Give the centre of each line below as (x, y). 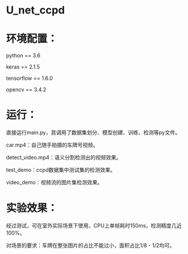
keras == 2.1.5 (23, 67)
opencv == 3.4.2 (26, 90)
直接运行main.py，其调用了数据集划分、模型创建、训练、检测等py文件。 (93, 133)
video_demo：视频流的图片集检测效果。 (54, 182)
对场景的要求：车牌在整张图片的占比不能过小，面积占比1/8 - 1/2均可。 (90, 245)
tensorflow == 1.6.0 (29, 78)
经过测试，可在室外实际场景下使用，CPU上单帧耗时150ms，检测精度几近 (94, 226)
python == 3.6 (23, 56)
